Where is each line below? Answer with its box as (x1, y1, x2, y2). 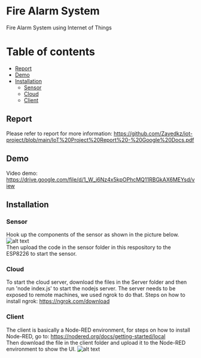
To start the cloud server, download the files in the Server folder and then (6, 278, 187, 286)
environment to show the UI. (6, 345, 76, 353)
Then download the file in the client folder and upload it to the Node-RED (6, 339, 186, 346)
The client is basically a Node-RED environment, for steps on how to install (6, 326, 190, 333)
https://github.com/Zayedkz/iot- (113, 130, 193, 137)
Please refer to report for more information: (6, 130, 112, 137)
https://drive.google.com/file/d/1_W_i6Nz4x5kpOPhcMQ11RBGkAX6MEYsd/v (6, 175, 195, 183)
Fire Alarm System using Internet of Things (6, 24, 112, 31)
